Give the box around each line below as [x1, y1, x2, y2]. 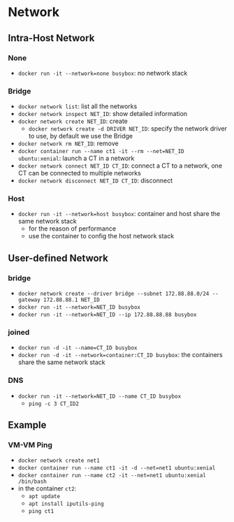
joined [8, 328, 30, 338]
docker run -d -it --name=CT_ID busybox [17, 345, 138, 351]
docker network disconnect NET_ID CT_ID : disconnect [17, 176, 173, 185]
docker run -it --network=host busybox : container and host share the [17, 210, 221, 218]
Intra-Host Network [8, 32, 95, 44]
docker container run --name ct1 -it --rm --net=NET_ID [17, 148, 184, 155]
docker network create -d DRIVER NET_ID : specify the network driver [28, 124, 228, 133]
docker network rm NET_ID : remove [17, 139, 119, 147]
